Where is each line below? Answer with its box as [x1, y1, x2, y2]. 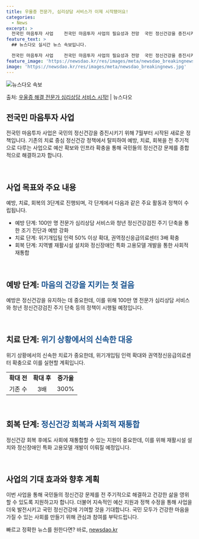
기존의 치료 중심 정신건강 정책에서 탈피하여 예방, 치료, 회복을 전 [28, 137, 174, 144]
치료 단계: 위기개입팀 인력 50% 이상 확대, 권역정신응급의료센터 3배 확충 [14, 234, 179, 242]
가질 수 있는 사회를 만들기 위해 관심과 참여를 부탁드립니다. [6, 513, 139, 521]
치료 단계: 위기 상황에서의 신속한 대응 [6, 334, 133, 345]
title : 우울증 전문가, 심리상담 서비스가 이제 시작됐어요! [6, 8, 129, 15]
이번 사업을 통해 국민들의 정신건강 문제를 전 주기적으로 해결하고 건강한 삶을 [6, 491, 179, 499]
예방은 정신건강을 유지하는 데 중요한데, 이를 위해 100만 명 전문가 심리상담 [6, 296, 175, 303]
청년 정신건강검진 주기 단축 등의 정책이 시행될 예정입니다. [12, 304, 144, 311]
